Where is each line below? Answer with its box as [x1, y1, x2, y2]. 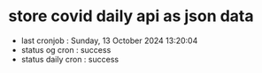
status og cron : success [20, 44, 112, 55]
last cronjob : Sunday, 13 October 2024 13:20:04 [20, 35, 198, 46]
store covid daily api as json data [8, 6, 254, 26]
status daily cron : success [20, 54, 119, 64]
